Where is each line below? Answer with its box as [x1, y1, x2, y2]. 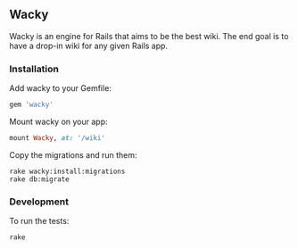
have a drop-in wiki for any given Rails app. [9, 40, 168, 51]
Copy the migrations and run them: [9, 149, 137, 160]
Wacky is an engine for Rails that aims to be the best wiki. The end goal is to [9, 30, 289, 41]
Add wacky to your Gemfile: [9, 83, 112, 94]
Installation [9, 62, 60, 75]
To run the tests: [9, 216, 70, 227]
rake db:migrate [9, 174, 70, 184]
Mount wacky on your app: [9, 116, 109, 127]
